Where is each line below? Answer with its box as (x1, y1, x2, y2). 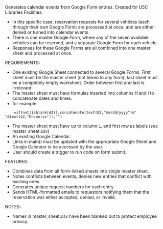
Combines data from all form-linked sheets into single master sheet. (12, 168, 149, 174)
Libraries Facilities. (5, 9, 43, 15)
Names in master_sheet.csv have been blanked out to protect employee (12, 213, 157, 219)
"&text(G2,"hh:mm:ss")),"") (5, 114, 63, 119)
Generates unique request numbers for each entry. (12, 184, 115, 190)
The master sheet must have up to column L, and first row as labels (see (12, 123, 158, 129)
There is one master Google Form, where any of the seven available (12, 34, 149, 40)
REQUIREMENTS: (5, 60, 40, 65)
